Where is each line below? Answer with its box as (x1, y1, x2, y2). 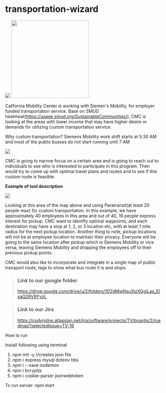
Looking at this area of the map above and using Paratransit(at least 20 (5, 202, 150, 208)
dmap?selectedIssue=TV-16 (17, 322, 74, 328)
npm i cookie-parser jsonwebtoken (12, 373, 84, 379)
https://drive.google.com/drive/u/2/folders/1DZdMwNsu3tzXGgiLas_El (17, 288, 161, 294)
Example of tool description (5, 183, 63, 189)
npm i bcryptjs (12, 367, 42, 373)
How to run (5, 332, 28, 338)
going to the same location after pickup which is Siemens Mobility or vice (5, 239, 154, 245)
